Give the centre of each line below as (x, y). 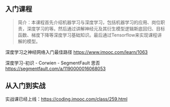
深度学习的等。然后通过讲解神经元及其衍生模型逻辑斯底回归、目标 (96, 28)
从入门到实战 (25, 86)
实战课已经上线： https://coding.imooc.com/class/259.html (66, 99)
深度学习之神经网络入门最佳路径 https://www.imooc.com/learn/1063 (77, 52)
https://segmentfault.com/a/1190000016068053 (55, 68)
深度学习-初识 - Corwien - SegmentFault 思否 (53, 63)
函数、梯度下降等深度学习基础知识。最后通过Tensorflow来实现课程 (88, 35)
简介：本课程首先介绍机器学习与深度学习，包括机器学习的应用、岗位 (89, 22)
